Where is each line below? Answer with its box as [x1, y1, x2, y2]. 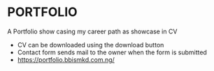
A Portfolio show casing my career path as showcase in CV [7, 27, 178, 35]
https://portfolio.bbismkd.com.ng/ [17, 55, 115, 63]
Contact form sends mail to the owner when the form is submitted [17, 48, 208, 56]
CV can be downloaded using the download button [17, 40, 164, 49]
